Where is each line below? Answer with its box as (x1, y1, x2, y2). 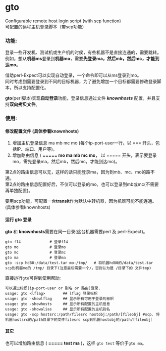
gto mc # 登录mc (5, 250, 66, 255)
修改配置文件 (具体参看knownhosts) (5, 128, 79, 134)
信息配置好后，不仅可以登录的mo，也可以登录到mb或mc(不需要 (29, 181, 159, 187)
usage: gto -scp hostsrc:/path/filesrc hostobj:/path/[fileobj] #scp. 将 (5, 312, 160, 317)
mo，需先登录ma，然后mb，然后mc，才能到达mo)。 (12, 159, 120, 165)
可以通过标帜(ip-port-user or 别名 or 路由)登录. (5, 286, 101, 291)
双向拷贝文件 (9, 101, 36, 107)
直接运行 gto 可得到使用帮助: (5, 275, 61, 281)
